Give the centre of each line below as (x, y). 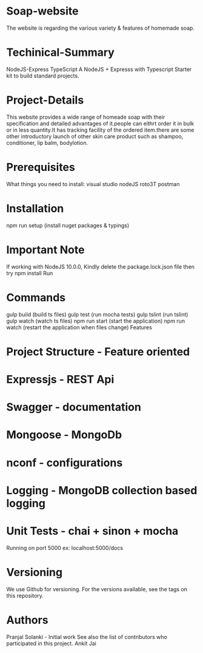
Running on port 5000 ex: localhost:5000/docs (65, 548)
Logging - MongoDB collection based (102, 490)
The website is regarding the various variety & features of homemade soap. (101, 28)
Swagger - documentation (74, 407)
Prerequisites (41, 167)
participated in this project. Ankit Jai (52, 643)
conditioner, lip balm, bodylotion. (47, 142)
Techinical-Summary (61, 52)
